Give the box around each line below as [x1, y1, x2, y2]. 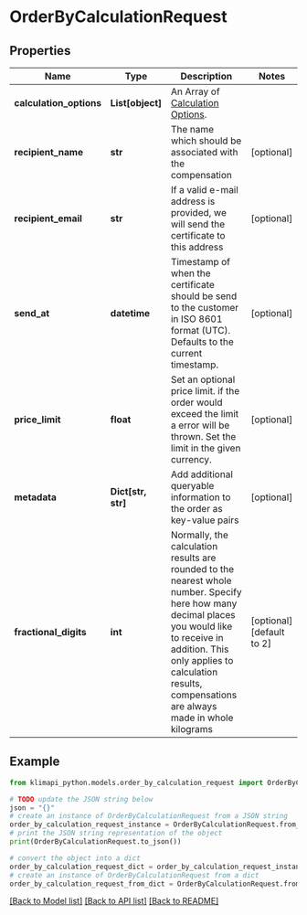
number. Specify [170, 586, 242, 598]
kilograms [170, 723, 213, 735]
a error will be [170, 419, 230, 431]
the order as [170, 503, 223, 515]
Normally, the [170, 528, 228, 541]
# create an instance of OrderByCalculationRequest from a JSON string [9, 812, 288, 821]
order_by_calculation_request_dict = [9, 862, 153, 871]
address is [170, 195, 216, 207]
